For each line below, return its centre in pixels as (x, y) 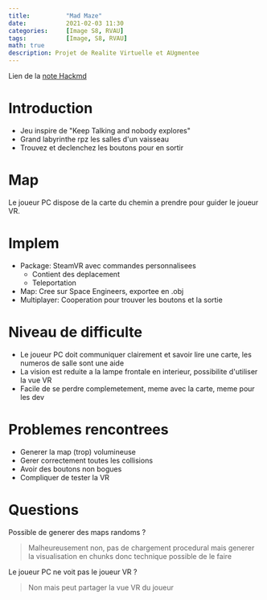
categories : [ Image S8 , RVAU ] (66, 31)
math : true (27, 46)
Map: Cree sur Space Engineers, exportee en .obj (102, 291)
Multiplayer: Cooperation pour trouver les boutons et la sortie (121, 300)
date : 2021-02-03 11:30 (66, 23)
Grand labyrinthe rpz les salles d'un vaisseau (94, 139)
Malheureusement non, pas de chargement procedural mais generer (141, 548)
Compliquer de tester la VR (65, 477)
